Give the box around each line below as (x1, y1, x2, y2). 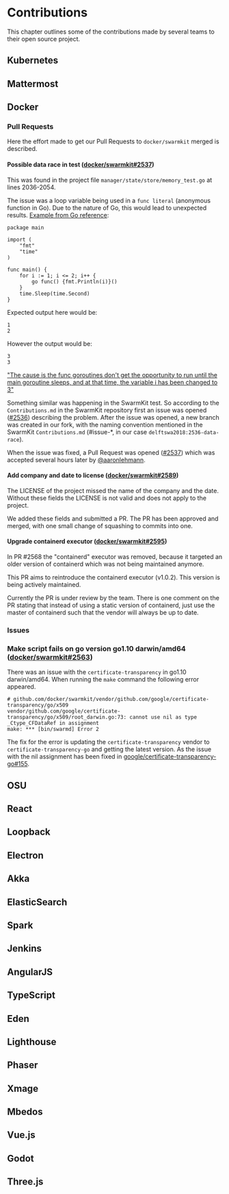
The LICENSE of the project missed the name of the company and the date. (7, 486, 219, 494)
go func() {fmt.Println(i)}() (31, 278, 118, 285)
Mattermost (7, 77, 59, 90)
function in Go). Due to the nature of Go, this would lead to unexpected (7, 204, 207, 212)
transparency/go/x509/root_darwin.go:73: (7, 714, 127, 721)
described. (7, 145, 38, 153)
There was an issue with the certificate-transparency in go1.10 (7, 668, 187, 676)
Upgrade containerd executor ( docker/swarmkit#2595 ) (7, 537, 167, 546)
